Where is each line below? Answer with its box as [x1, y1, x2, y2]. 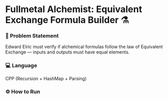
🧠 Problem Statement [5, 32, 59, 39]
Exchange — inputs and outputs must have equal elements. [5, 49, 130, 55]
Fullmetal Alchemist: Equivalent [5, 4, 143, 15]
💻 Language [5, 62, 37, 69]
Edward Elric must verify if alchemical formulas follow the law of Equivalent [5, 44, 163, 50]
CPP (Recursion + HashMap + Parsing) [5, 75, 87, 81]
